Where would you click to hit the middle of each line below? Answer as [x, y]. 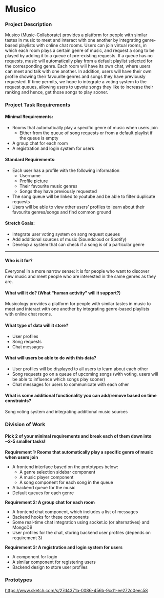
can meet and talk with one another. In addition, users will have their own [78, 72]
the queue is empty [39, 138]
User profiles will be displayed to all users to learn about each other [80, 369]
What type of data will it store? [37, 325]
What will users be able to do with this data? [51, 358]
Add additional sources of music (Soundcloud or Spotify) [69, 239]
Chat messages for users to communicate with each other [71, 384]
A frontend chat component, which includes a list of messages [75, 512]
